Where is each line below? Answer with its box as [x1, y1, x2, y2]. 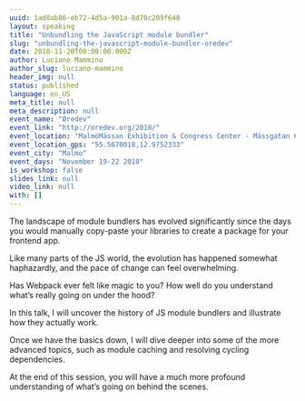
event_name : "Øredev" [9, 115, 92, 124]
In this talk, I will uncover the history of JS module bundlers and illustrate [9, 307, 281, 318]
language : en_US [9, 89, 71, 98]
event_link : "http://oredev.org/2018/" [9, 124, 161, 133]
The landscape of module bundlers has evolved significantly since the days [9, 216, 292, 226]
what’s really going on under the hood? [9, 290, 155, 300]
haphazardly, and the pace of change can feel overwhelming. [9, 263, 239, 273]
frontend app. [9, 236, 61, 246]
